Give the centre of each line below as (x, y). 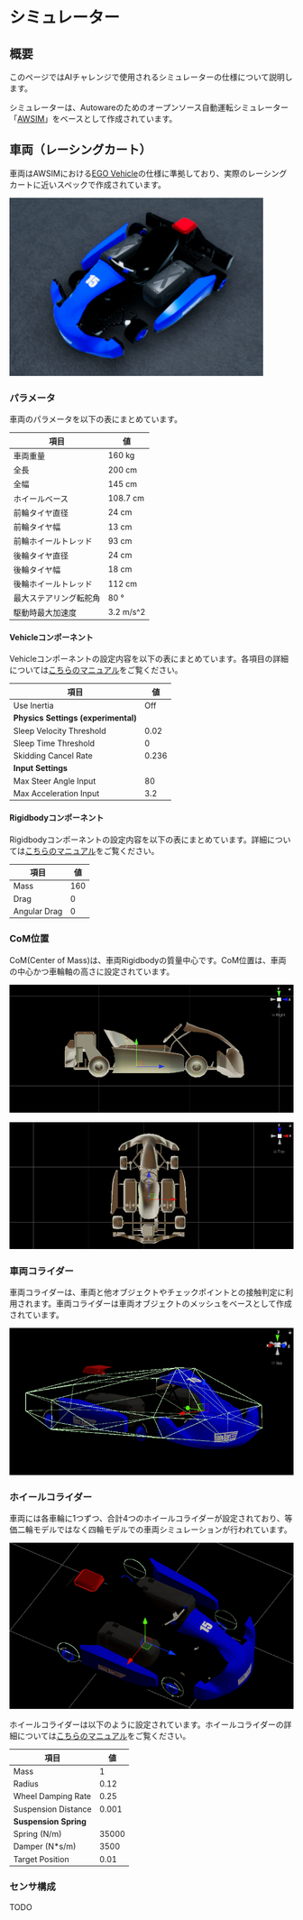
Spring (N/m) (37, 1834)
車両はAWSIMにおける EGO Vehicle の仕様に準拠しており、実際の (129, 173)
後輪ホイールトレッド (53, 584)
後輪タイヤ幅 (37, 569)
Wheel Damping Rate (52, 1796)
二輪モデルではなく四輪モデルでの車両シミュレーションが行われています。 (154, 1530)
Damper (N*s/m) (45, 1847)
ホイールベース (41, 498)
